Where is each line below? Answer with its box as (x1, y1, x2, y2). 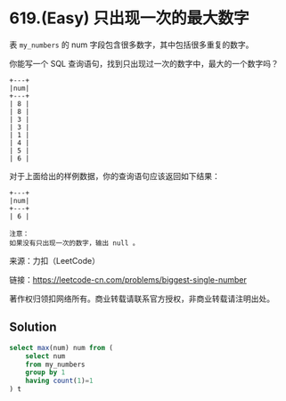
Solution (9, 320, 57, 335)
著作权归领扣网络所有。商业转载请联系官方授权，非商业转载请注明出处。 (9, 293, 274, 304)
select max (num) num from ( (9, 343, 114, 352)
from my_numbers (25, 360, 86, 369)
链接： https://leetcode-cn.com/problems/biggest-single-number (9, 274, 247, 285)
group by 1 (25, 368, 66, 377)
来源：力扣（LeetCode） (9, 255, 101, 266)
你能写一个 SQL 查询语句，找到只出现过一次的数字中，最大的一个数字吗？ (9, 58, 279, 69)
